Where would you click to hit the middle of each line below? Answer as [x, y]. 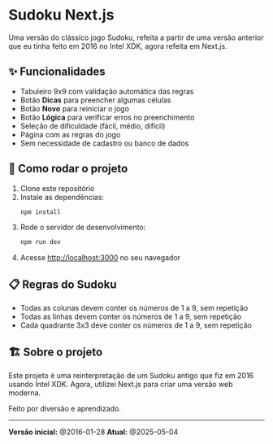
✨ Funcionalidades [57, 72]
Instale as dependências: [62, 197]
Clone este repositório [57, 188]
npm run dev [40, 242]
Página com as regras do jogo [70, 134]
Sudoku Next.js [61, 15]
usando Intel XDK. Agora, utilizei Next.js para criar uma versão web [121, 384]
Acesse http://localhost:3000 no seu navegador [100, 258]
